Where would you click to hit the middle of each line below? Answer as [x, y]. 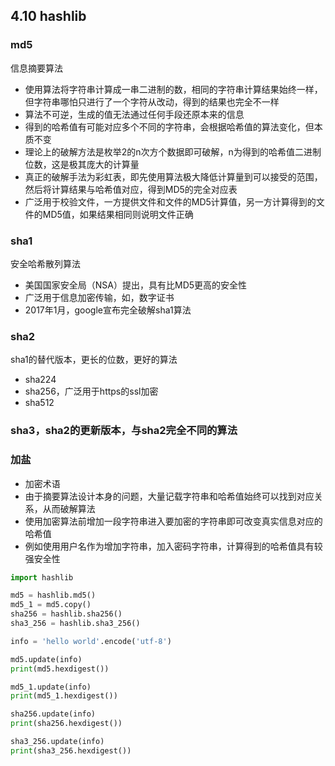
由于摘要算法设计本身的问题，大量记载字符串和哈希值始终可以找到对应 [169, 496]
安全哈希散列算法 [45, 263]
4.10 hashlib [48, 16]
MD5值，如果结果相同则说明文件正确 [118, 214]
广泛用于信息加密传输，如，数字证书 [99, 297]
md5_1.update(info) [51, 687]
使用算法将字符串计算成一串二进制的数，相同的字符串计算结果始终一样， [173, 89]
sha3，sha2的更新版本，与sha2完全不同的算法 [124, 431]
